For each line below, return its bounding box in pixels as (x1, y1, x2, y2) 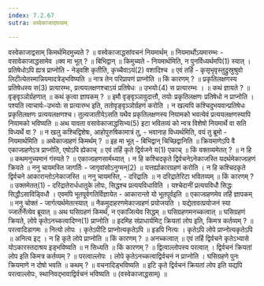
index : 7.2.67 (8, 11, 55, 20)
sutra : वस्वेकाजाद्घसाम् (8, 19, 68, 27)
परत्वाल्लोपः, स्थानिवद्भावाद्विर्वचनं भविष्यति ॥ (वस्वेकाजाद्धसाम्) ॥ (8, 269, 168, 278)
